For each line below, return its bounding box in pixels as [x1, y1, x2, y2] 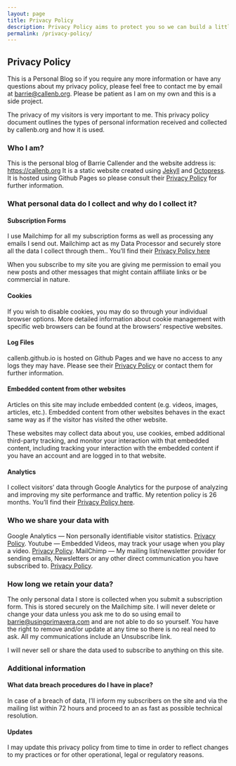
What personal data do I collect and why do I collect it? [7, 199, 197, 209]
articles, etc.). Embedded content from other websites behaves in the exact [7, 408, 225, 417]
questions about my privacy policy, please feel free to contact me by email [7, 82, 223, 91]
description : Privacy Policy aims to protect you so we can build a [7, 23, 212, 30]
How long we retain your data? [7, 579, 114, 589]
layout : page [7, 10, 46, 18]
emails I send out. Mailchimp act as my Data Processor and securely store [7, 240, 221, 248]
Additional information [7, 663, 86, 673]
